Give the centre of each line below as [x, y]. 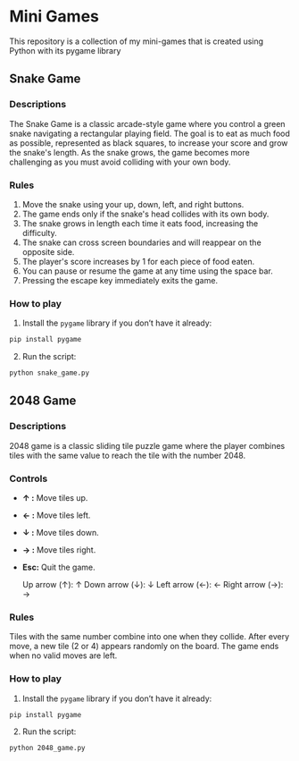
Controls [29, 478]
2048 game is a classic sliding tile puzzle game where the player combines [147, 445]
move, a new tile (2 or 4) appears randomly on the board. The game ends [144, 647]
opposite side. [48, 251]
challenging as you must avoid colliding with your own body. [120, 162]
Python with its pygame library [65, 50]
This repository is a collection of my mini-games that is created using [137, 41]
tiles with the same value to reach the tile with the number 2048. [128, 455]
